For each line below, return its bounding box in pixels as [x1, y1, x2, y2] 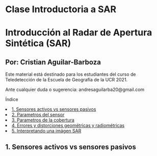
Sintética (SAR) [5, 38, 71, 49]
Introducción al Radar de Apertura [5, 27, 152, 39]
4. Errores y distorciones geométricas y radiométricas [12, 122, 125, 129]
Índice [5, 97, 19, 103]
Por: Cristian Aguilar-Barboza [5, 57, 101, 67]
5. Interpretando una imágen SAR [12, 128, 82, 134]
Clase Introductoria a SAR [5, 4, 116, 15]
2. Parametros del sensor [12, 112, 65, 118]
